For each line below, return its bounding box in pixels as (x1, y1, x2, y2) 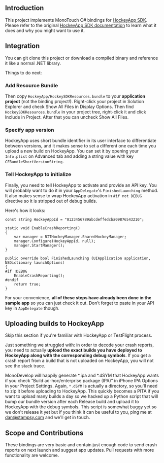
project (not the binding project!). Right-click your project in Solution (5, 98, 144, 104)
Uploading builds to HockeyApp (5, 319, 104, 327)
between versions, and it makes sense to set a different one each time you (5, 143, 156, 149)
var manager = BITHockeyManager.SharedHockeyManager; (14, 234, 127, 239)
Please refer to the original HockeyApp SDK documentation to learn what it (5, 22, 157, 28)
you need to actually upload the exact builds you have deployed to (5, 347, 142, 353)
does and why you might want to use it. (5, 27, 85, 34)
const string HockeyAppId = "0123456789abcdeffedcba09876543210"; (5, 217, 144, 222)
